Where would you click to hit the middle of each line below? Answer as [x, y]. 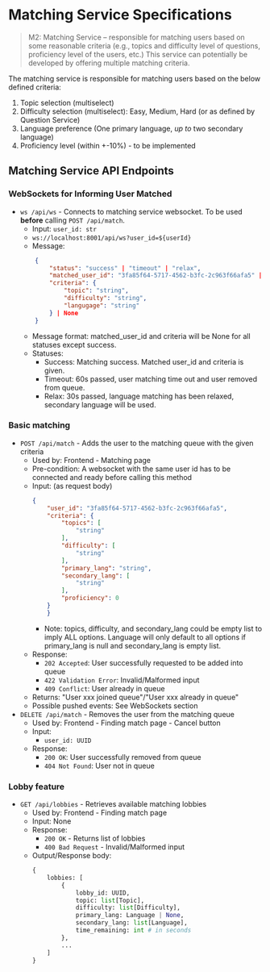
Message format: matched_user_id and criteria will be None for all [141, 336]
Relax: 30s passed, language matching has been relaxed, [139, 396]
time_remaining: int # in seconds [133, 930]
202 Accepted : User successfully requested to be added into [143, 662]
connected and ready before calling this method [112, 477]
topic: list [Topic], [110, 900]
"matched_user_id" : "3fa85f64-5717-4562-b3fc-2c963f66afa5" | [156, 276]
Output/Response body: [72, 856]
